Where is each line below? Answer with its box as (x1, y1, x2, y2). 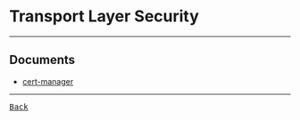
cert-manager (21, 76, 74, 86)
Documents (9, 52, 76, 68)
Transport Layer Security (9, 6, 199, 27)
